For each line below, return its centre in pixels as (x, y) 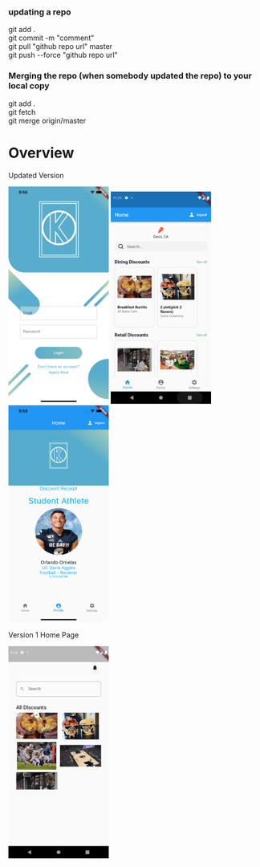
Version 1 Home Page (44, 635)
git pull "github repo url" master (61, 47)
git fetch (22, 112)
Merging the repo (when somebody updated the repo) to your (130, 76)
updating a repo (40, 12)
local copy (29, 86)
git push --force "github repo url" (63, 55)
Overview (41, 153)
